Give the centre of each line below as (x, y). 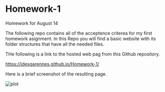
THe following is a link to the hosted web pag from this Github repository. (83, 54)
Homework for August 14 (32, 23)
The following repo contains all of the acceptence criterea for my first (79, 33)
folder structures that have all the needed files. (55, 44)
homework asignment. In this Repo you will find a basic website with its (81, 39)
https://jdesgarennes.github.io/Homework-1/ (52, 64)
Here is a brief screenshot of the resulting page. (56, 74)
